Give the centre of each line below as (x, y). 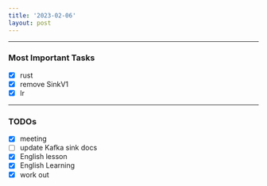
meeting (33, 139)
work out (34, 174)
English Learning (47, 165)
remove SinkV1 (44, 84)
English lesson (43, 157)
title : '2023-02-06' (43, 15)
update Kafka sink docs (58, 148)
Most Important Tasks (52, 58)
